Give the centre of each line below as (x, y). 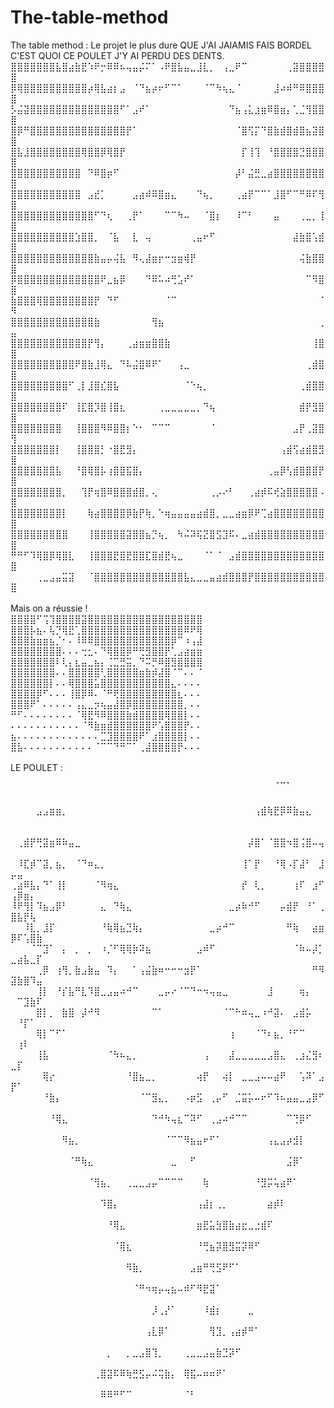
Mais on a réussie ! (49, 608)
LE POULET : (36, 767)
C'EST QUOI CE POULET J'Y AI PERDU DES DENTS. (117, 55)
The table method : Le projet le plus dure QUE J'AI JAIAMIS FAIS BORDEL (161, 45)
